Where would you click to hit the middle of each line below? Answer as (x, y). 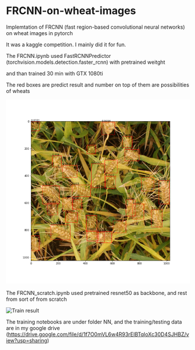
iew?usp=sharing (27, 340)
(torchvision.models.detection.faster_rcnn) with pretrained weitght (86, 62)
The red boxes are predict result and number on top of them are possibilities (98, 85)
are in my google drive (33, 328)
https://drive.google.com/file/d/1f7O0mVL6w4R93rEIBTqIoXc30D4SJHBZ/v (99, 334)
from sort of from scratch (36, 299)
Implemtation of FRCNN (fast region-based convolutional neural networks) (95, 27)
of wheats (18, 91)
